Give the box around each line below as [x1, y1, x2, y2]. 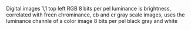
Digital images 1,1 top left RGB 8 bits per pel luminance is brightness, [6, 5, 172, 12]
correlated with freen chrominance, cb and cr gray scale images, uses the [6, 11, 185, 18]
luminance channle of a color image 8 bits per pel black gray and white [6, 18, 178, 24]
